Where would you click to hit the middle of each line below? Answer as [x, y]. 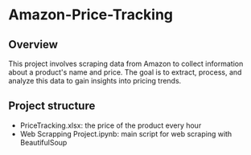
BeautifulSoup [43, 142]
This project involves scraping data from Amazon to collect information [126, 63]
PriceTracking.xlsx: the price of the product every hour [111, 125]
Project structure [52, 106]
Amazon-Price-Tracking [91, 15]
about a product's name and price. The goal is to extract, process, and [125, 72]
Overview [33, 45]
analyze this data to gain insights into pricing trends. [95, 81]
